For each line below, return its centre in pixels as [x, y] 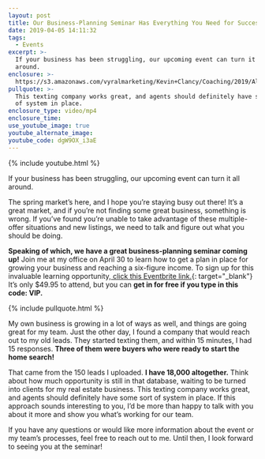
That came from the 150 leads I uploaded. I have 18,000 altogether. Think [129, 372]
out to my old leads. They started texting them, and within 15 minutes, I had [130, 340]
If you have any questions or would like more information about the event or [131, 429]
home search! [32, 357]
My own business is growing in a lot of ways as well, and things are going [127, 323]
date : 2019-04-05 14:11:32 [52, 30]
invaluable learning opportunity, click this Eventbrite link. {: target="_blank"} [131, 276]
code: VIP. [26, 292]
